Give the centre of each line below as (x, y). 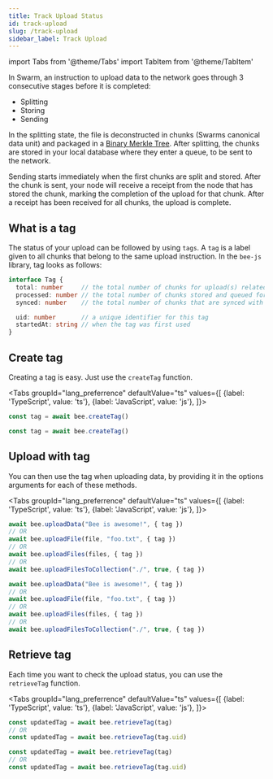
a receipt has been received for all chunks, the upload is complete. (120, 202)
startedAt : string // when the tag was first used (103, 325)
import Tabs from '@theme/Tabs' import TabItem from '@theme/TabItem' (131, 62)
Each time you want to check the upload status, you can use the (116, 674)
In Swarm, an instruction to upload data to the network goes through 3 (126, 77)
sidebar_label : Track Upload (58, 39)
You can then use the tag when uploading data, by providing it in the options (136, 476)
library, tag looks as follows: (55, 265)
